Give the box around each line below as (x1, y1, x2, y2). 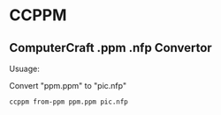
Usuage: (9, 63, 40, 74)
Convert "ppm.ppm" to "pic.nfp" (9, 81, 126, 90)
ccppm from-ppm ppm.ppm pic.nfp (9, 97, 128, 106)
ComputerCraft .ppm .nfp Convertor (9, 40, 212, 55)
